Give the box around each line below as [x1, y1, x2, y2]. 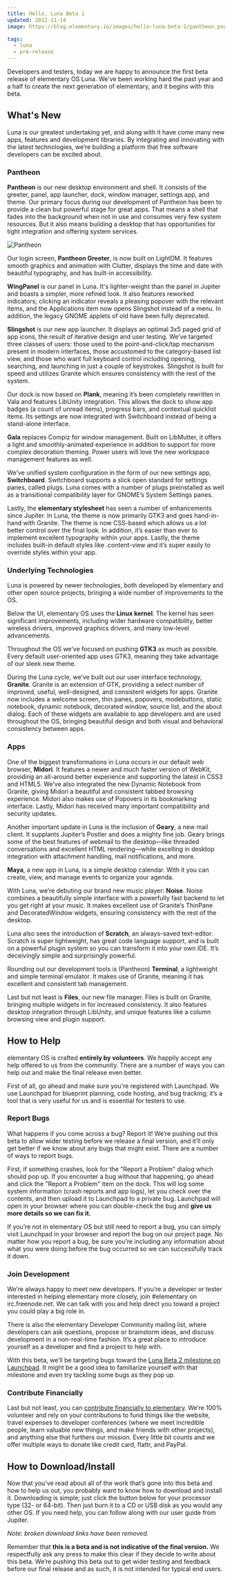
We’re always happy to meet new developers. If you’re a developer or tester [7, 1285, 222, 1293]
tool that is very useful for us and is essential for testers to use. [7, 1096, 186, 1105]
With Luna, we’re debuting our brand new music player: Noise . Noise [7, 886, 204, 895]
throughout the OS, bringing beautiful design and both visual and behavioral [7, 717, 223, 726]
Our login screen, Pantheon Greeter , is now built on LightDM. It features [7, 254, 213, 263]
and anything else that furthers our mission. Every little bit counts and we [7, 1433, 215, 1441]
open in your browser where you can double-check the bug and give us [7, 1202, 212, 1210]
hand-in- [194, 511, 220, 520]
